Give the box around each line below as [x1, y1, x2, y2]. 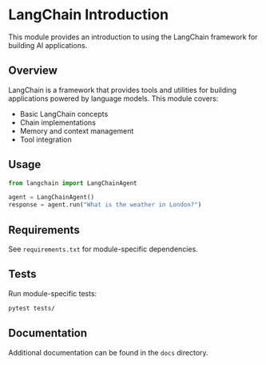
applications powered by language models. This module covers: [8, 94, 219, 103]
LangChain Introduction [8, 6, 169, 24]
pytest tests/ [8, 304, 56, 312]
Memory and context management [19, 126, 134, 135]
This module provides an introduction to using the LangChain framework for [8, 32, 258, 42]
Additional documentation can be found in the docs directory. [8, 347, 209, 357]
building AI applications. [8, 40, 88, 50]
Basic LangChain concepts [19, 109, 109, 118]
